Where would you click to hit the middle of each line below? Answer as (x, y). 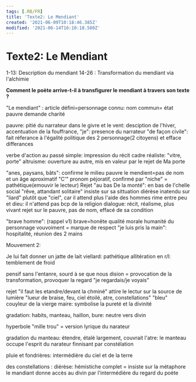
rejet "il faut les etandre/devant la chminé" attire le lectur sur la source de (94, 291)
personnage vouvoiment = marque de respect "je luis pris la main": (87, 228)
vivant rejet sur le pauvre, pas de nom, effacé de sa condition (80, 210)
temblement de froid (31, 263)
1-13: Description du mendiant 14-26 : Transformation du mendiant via (90, 73)
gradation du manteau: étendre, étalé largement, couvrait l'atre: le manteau (96, 338)
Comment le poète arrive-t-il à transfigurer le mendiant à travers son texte (98, 91)
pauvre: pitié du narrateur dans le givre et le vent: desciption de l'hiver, (91, 126)
